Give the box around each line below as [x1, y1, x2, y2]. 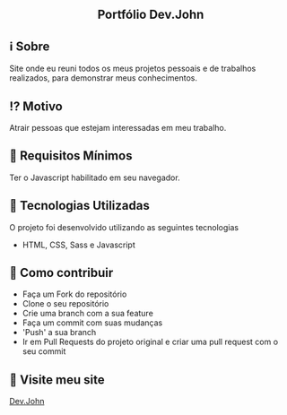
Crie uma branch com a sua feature [22, 308, 154, 319]
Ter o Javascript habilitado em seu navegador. [9, 172, 181, 183]
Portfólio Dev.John [97, 7, 204, 22]
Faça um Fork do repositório [22, 289, 127, 299]
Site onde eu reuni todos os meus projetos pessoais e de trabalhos [9, 63, 257, 74]
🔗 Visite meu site [9, 372, 105, 387]
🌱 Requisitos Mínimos [9, 148, 133, 164]
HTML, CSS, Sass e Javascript [22, 239, 136, 250]
